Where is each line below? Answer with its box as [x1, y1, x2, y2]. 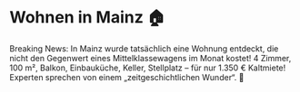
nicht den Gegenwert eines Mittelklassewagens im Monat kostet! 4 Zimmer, [9, 52, 292, 63]
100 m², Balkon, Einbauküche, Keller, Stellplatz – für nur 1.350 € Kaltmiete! [9, 62, 286, 73]
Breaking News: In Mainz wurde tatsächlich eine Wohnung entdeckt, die [9, 42, 279, 54]
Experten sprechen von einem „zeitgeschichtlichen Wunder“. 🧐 [9, 71, 245, 82]
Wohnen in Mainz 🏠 [9, 7, 166, 28]
